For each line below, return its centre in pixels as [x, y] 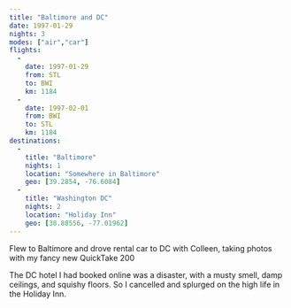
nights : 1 [43, 166]
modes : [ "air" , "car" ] [49, 42]
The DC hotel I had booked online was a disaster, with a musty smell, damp [146, 274]
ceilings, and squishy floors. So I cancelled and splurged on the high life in [145, 284]
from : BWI [43, 116]
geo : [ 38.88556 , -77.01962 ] [77, 223]
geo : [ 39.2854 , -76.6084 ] [73, 182]
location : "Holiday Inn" [71, 215]
